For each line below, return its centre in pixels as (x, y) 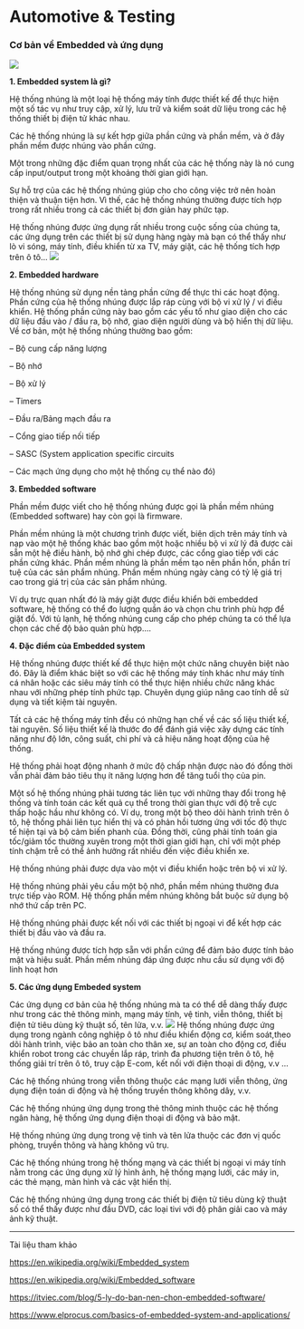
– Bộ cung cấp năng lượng (58, 349)
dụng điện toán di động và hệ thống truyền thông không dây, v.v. (130, 1091)
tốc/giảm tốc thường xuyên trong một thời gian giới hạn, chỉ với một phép (145, 841)
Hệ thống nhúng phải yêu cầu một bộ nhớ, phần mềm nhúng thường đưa (144, 887)
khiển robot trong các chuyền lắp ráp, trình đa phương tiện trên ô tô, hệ (142, 1054)
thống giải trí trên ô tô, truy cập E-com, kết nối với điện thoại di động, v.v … (149, 1063)
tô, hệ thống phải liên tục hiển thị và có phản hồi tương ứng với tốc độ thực (148, 822)
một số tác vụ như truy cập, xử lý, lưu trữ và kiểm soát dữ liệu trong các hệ (148, 109)
